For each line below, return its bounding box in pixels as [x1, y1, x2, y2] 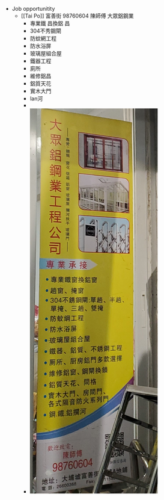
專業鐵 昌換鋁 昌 [29, 20, 70, 26]
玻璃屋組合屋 [29, 50, 62, 57]
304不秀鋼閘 [29, 27, 61, 34]
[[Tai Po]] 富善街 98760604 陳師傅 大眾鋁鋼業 [20, 12, 134, 19]
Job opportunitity [11, 5, 55, 12]
